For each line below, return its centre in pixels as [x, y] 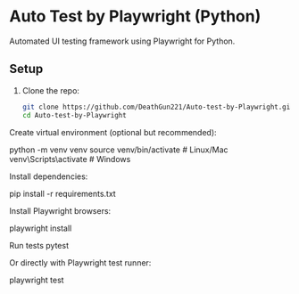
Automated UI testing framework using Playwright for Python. [122, 41]
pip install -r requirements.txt [62, 193]
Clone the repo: [51, 90]
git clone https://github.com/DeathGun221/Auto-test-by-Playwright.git [158, 107]
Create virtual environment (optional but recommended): [113, 132]
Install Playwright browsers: [60, 210]
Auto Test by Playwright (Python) [135, 16]
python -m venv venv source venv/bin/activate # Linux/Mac [119, 150]
